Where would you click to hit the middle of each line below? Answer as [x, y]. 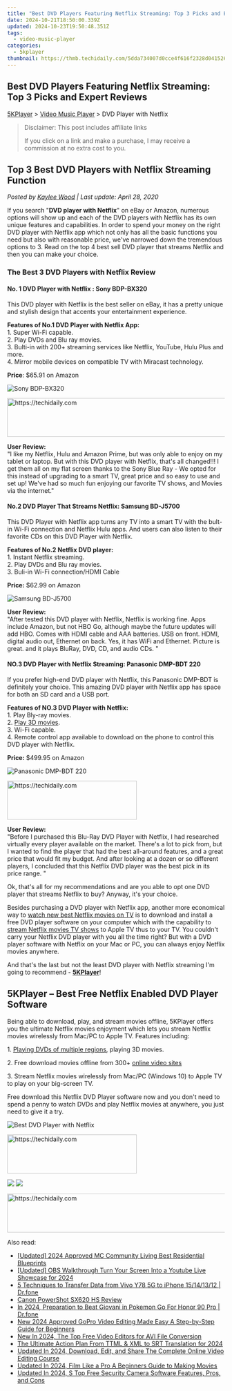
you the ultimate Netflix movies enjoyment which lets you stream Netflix [109, 1029]
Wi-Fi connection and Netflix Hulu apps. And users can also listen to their [118, 529]
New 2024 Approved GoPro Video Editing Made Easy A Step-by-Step [116, 1321]
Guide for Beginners [46, 1329]
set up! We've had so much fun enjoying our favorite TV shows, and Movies [115, 483]
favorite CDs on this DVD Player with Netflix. [70, 536]
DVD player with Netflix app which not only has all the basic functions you [112, 233]
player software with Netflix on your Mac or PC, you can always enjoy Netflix [116, 944]
